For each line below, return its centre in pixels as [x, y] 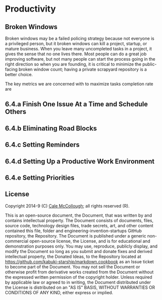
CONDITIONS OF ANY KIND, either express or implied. [59, 292]
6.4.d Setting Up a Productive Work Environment [80, 161]
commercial [17, 241]
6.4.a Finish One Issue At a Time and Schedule [76, 104]
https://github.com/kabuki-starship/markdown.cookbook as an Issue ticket [79, 261]
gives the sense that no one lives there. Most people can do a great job [76, 54]
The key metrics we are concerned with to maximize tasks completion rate [79, 84]
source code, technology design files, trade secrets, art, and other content [79, 225]
